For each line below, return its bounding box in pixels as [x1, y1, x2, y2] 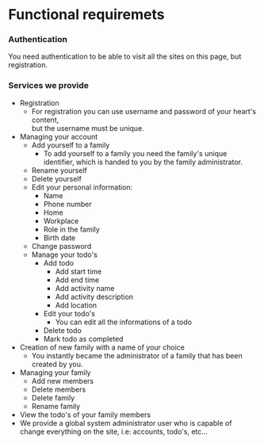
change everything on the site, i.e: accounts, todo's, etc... [19, 427, 209, 436]
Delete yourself [31, 174, 82, 183]
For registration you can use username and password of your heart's [31, 106, 256, 116]
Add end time [55, 275, 100, 285]
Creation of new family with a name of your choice [19, 343, 185, 352]
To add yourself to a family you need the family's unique [43, 148, 228, 158]
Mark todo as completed [43, 334, 124, 343]
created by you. [31, 359, 83, 369]
